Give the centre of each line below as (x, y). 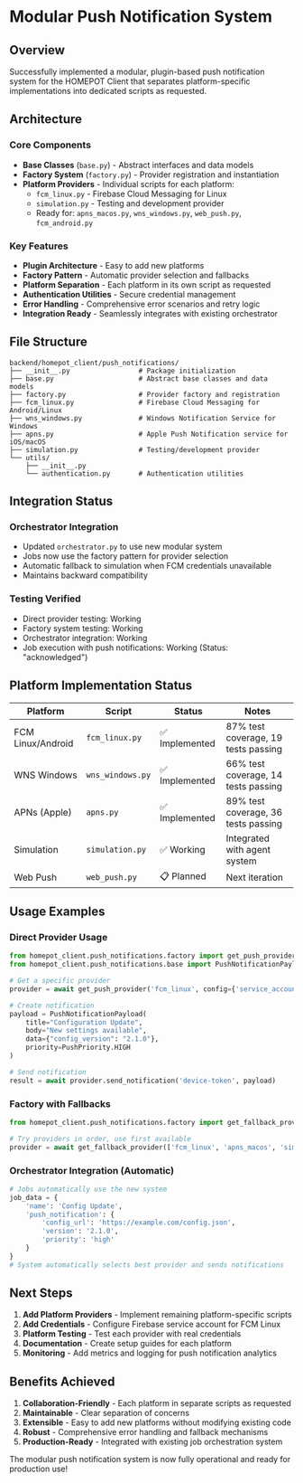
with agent (248, 849)
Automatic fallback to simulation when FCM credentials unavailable (147, 566)
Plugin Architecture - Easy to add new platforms (113, 265)
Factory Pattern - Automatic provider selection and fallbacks (136, 275)
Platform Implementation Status (101, 686)
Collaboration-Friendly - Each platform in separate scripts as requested (156, 1403)
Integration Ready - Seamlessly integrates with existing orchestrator (150, 313)
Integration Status (61, 501)
